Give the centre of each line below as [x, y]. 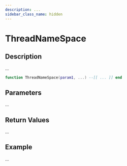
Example [19, 147]
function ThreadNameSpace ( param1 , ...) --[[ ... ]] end [63, 77]
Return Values [27, 120]
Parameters [23, 93]
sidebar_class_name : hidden [34, 14]
